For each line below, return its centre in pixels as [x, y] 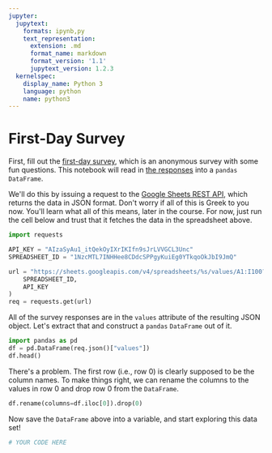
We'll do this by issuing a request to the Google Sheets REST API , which [128, 194]
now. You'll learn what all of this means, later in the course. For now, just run [135, 212]
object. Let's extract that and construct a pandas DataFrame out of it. [120, 326]
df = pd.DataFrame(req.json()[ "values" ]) [79, 348]
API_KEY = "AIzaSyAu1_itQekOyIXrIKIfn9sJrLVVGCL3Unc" [101, 250]
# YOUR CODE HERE [38, 442]
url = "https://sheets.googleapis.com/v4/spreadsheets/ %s [108, 271]
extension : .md [55, 46]
